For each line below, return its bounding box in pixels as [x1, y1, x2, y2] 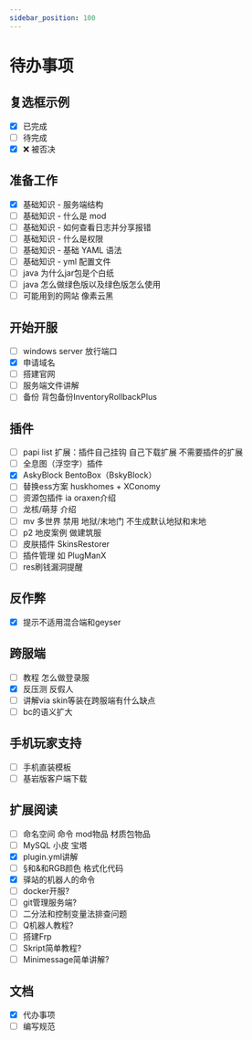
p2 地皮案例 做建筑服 [22, 527, 102, 538]
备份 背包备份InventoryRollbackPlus [22, 392, 158, 403]
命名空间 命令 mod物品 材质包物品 [22, 828, 151, 839]
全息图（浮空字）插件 [22, 458, 103, 469]
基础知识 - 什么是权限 [22, 233, 104, 244]
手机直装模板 [22, 762, 71, 772]
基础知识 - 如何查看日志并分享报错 [22, 221, 152, 233]
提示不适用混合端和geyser [22, 616, 121, 627]
